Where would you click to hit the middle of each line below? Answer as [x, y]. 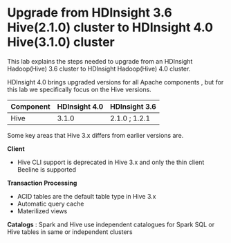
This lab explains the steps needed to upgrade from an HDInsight [100, 61]
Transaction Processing [42, 183]
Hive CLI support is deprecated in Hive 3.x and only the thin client [111, 162]
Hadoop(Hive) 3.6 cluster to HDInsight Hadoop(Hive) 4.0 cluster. [99, 69]
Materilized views [42, 211]
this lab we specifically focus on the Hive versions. [80, 89]
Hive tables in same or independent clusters [70, 232]
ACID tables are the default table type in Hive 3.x [86, 196]
